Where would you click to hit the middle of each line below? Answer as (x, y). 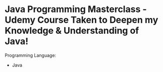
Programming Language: (31, 55)
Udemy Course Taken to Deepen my (82, 20)
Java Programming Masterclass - (76, 9)
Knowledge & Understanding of (72, 31)
